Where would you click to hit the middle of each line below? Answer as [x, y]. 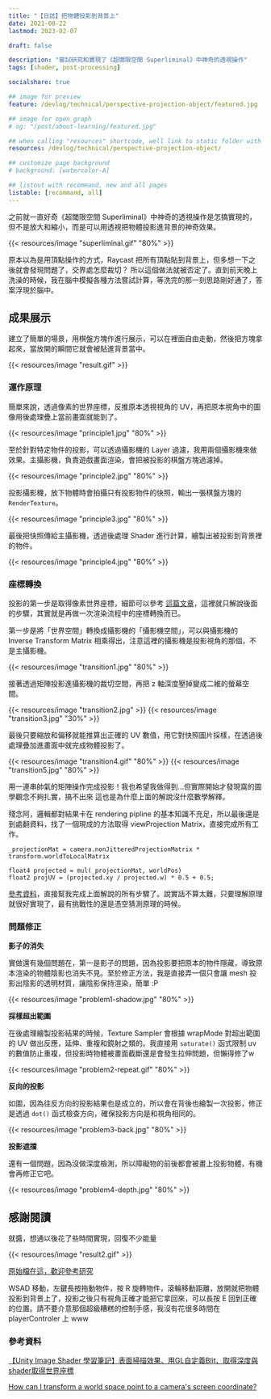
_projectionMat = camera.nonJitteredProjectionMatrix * [104, 849]
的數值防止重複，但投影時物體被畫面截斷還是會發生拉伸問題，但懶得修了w [131, 1053]
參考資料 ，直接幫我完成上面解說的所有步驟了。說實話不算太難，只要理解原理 [135, 894]
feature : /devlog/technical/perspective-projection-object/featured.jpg [133, 104]
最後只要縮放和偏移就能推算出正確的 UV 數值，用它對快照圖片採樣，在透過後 [135, 735]
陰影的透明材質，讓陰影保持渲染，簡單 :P [90, 984]
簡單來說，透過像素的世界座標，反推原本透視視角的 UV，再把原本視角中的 [131, 407]
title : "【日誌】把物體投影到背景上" [64, 16]
